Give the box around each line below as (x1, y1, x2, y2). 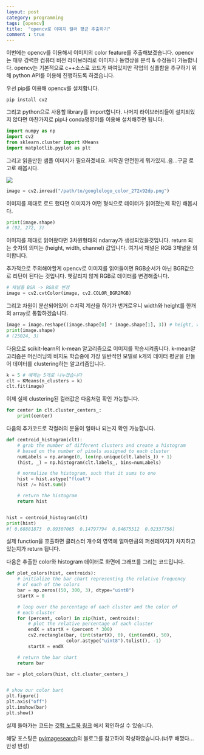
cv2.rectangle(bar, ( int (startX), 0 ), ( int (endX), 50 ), (28, 632, 172, 638)
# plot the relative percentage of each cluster (28, 621, 154, 627)
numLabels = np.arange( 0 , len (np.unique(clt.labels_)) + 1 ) (17, 453, 172, 460)
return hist (17, 498, 47, 505)
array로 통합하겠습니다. (12, 309, 68, 317)
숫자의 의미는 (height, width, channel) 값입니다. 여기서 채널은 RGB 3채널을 (12, 244, 191, 252)
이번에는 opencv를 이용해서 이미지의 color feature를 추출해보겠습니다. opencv (6, 49, 194, 57)
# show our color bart (6, 688, 64, 694)
